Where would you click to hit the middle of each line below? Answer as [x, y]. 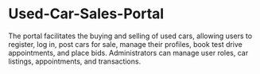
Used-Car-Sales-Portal [86, 14]
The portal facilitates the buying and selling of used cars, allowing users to [130, 36]
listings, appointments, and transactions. [75, 61]
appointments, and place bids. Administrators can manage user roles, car [128, 53]
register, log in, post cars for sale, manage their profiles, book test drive [125, 44]
